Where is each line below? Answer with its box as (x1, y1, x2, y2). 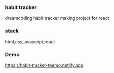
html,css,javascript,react (5, 38, 55, 44)
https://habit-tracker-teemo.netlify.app (5, 62, 84, 68)
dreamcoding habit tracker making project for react (5, 15, 110, 21)
